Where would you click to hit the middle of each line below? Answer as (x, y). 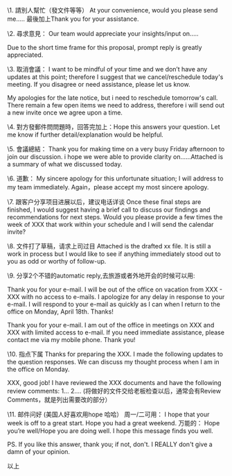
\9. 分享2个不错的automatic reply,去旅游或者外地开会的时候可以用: (101, 275)
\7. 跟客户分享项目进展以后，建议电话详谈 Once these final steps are (104, 202)
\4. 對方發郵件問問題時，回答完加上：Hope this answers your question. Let (114, 127)
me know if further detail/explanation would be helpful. (86, 135)
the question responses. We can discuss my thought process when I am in (113, 362)
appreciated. (25, 55)
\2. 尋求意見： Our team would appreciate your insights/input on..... (103, 34)
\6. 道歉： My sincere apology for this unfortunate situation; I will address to (115, 178)
